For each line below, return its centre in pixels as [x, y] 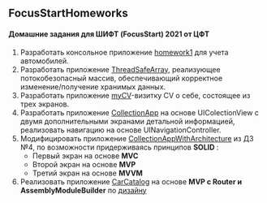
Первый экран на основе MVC [85, 155]
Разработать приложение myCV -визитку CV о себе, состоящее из [135, 95]
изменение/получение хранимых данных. [93, 86]
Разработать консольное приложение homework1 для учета [124, 52]
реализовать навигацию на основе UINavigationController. [121, 130]
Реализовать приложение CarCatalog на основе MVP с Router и [131, 181]
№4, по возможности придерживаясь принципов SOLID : [119, 147]
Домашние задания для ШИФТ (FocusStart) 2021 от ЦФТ [109, 34]
